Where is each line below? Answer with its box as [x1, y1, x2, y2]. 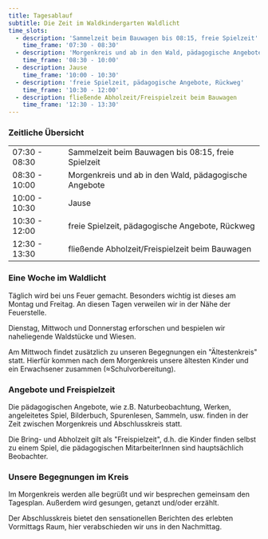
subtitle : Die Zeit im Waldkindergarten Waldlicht [8, 19, 180, 27]
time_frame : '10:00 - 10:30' [22, 71, 120, 79]
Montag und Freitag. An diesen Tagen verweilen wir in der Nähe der [8, 299, 231, 308]
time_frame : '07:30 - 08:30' [22, 42, 120, 50]
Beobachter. [8, 452, 49, 462]
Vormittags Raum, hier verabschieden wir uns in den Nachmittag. [8, 522, 222, 532]
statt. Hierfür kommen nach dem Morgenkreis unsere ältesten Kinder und [8, 355, 249, 365]
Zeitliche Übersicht [8, 127, 85, 138]
